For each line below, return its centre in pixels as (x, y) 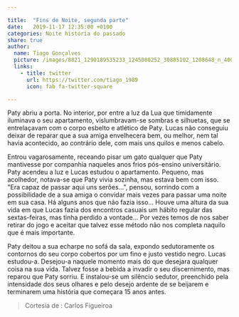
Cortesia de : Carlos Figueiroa (68, 306)
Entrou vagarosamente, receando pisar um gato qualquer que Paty (105, 157)
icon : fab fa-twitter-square (69, 86)
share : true (25, 40)
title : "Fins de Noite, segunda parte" (68, 20)
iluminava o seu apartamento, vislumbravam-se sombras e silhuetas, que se (119, 120)
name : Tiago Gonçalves (47, 53)
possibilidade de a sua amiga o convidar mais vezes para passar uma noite (117, 195)
